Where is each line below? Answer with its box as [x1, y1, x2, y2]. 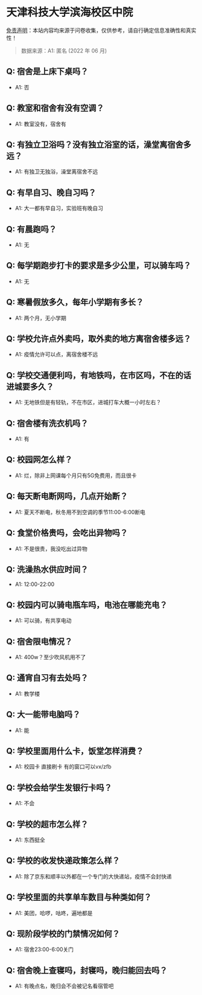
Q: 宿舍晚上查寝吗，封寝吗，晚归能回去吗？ [6, 965, 168, 976]
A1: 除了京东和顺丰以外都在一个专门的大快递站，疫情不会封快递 [14, 872, 172, 880]
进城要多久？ [6, 381, 54, 391]
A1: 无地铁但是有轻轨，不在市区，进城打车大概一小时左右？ [14, 399, 162, 406]
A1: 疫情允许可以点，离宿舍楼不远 [14, 351, 98, 358]
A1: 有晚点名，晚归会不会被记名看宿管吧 [14, 982, 114, 990]
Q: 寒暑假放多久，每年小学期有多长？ [6, 297, 144, 308]
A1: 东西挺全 [14, 836, 45, 843]
